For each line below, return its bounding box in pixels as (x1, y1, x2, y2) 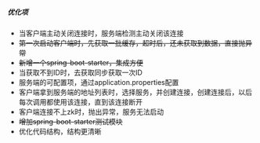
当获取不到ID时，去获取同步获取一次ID (18, 68, 143, 77)
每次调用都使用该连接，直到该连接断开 (18, 97, 143, 106)
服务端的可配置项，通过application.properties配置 (18, 77, 179, 86)
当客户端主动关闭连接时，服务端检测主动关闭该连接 (18, 28, 184, 38)
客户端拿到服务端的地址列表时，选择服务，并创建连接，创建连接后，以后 (18, 87, 252, 97)
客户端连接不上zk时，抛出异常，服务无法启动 (18, 107, 164, 116)
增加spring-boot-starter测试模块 (18, 116, 123, 126)
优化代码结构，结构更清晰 (18, 126, 102, 136)
